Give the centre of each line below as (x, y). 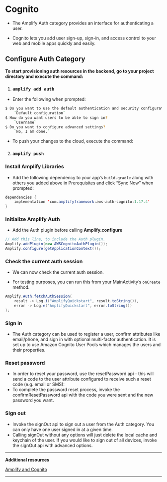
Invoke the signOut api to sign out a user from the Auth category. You (83, 424)
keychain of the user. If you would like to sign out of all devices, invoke (85, 440)
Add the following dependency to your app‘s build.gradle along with (83, 177)
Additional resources (27, 460)
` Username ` (25, 122)
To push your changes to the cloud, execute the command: (73, 141)
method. (21, 287)
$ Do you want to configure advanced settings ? (55, 127)
